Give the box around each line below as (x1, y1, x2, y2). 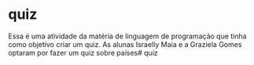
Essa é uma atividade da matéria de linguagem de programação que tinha (8, 31, 247, 41)
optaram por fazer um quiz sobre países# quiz (8, 48, 159, 57)
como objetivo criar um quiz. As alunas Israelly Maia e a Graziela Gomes (8, 39, 242, 49)
